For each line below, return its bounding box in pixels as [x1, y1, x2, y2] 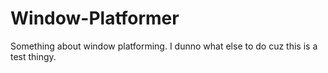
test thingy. [10, 50, 57, 62]
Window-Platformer [10, 7, 180, 30]
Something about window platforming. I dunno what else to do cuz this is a [10, 40, 318, 52]
